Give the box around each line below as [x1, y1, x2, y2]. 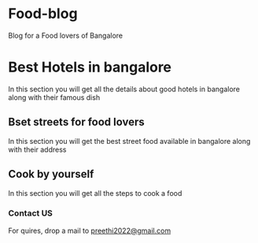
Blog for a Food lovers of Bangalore [8, 31, 123, 40]
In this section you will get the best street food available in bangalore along [8, 136, 251, 145]
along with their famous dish [8, 92, 101, 102]
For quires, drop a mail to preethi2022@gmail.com [8, 226, 171, 235]
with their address [8, 145, 67, 154]
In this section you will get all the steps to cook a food [8, 188, 182, 197]
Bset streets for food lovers [8, 116, 146, 129]
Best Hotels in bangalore [8, 58, 171, 76]
